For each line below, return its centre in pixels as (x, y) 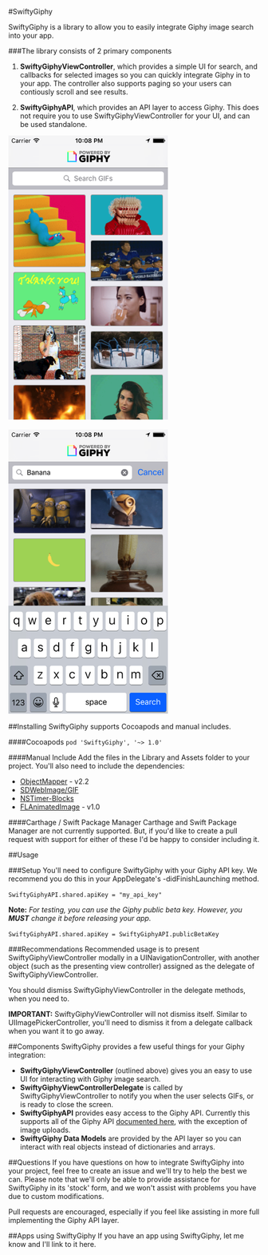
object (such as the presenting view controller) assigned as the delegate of (132, 966)
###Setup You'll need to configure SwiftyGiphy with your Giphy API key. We (133, 870)
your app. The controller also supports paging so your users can (126, 83)
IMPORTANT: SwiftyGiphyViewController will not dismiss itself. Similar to (128, 1014)
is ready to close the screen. (67, 1104)
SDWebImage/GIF (49, 789)
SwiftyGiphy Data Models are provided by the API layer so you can (130, 1138)
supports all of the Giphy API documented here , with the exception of (134, 1121)
